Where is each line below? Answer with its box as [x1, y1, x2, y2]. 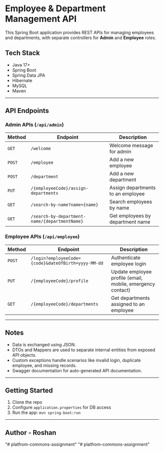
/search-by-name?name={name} [31, 202, 99, 208]
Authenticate [111, 254, 141, 261]
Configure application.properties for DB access [12, 405, 111, 410]
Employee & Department [5, 3, 106, 14]
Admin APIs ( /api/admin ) [5, 121, 64, 128]
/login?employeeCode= [31, 255, 81, 261]
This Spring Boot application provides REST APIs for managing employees [5, 29, 154, 35]
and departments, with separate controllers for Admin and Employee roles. [5, 35, 156, 41]
